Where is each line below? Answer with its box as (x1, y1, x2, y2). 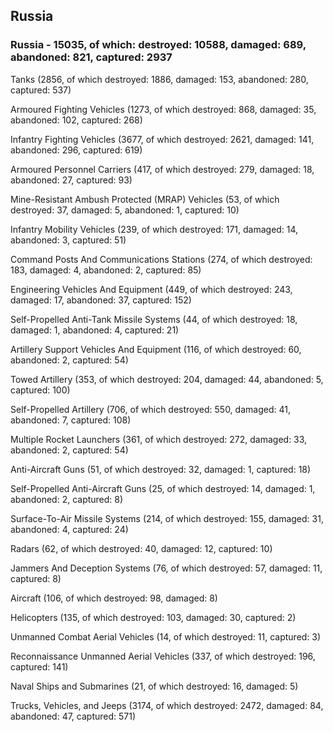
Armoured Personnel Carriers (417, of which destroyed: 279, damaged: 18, (10, 163, 315, 175)
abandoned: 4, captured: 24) (10, 523, 129, 535)
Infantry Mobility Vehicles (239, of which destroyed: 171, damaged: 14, (10, 223, 299, 235)
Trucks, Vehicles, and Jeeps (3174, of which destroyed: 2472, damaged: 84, (10, 699, 324, 711)
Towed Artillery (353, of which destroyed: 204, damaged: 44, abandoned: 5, (10, 373, 324, 385)
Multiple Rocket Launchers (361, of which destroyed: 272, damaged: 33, (10, 433, 308, 445)
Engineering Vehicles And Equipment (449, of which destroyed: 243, (10, 283, 293, 295)
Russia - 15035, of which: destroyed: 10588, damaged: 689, (10, 38, 307, 52)
